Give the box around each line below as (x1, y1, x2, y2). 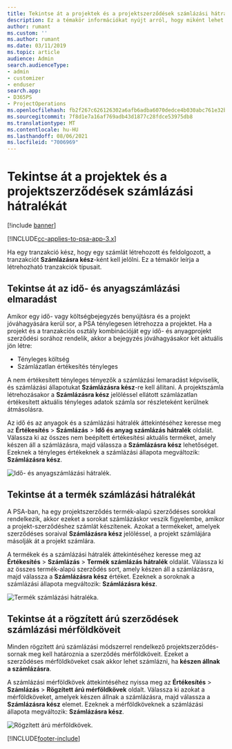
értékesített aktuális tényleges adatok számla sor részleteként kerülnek (7, 398, 209, 406)
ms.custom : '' (7, 29, 48, 37)
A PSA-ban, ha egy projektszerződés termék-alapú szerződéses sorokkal (7, 507, 216, 516)
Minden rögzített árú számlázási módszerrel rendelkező (7, 642, 166, 651)
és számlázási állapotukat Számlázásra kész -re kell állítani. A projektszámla (7, 382, 224, 391)
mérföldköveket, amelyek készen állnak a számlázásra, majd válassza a (7, 692, 211, 700)
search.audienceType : (7, 62, 70, 69)
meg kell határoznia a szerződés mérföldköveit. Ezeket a (28, 649, 188, 658)
